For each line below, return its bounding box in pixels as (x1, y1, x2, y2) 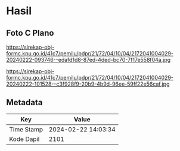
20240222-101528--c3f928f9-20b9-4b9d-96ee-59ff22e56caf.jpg (6, 80, 170, 87)
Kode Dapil (9, 135, 40, 143)
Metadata (6, 97, 43, 108)
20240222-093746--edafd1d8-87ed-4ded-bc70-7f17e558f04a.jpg (6, 56, 171, 63)
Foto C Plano (6, 28, 54, 38)
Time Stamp (9, 125, 44, 133)
